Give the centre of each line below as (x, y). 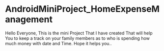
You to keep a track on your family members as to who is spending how (77, 38)
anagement (29, 19)
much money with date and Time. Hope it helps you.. (58, 43)
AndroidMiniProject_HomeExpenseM (82, 9)
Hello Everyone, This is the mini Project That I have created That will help (79, 33)
